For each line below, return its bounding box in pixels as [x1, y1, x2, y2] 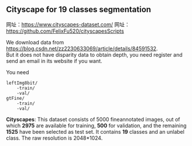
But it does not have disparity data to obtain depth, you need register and [6, 51, 183, 58]
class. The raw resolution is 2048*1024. [6, 134, 103, 141]
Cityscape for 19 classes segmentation [6, 5, 151, 15]
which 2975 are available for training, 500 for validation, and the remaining [6, 122, 187, 129]
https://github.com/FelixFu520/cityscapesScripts [6, 27, 124, 34]
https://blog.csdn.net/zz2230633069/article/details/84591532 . [6, 45, 158, 52]
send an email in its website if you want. [6, 57, 102, 64]
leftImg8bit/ [6, 80, 38, 86]
